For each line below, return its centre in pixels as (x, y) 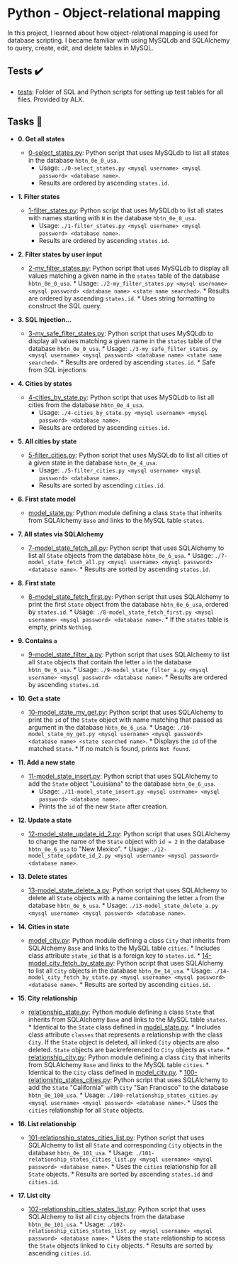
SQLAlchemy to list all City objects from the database (107, 1216)
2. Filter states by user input (60, 254)
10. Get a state (39, 698)
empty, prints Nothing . (61, 627)
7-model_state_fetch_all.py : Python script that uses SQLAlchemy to (126, 548)
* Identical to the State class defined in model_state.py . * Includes (124, 1027)
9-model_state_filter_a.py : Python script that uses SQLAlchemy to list (129, 654)
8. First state (36, 583)
